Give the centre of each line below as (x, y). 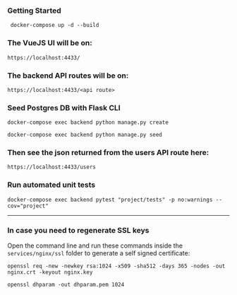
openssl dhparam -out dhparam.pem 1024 (66, 285)
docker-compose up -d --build (55, 25)
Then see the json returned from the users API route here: (108, 153)
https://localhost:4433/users (52, 167)
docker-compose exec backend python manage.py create (88, 122)
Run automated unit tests (51, 185)
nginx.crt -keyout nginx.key (50, 272)
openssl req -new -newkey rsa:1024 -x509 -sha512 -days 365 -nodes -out (116, 266)
